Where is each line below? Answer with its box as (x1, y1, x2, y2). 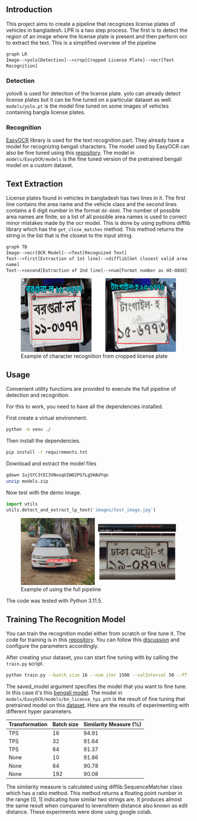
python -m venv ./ (6, 427, 51, 433)
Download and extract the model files (6, 460, 97, 467)
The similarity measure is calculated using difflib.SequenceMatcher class (6, 783, 183, 790)
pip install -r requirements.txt (6, 449, 88, 455)
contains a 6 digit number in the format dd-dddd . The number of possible (6, 207, 181, 214)
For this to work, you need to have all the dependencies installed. (6, 403, 164, 410)
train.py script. (6, 660, 44, 667)
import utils (6, 501, 38, 507)
